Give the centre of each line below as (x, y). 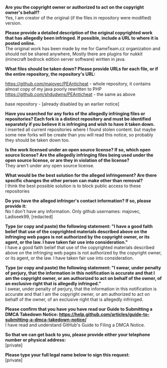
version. (13, 23)
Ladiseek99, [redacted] (29, 217)
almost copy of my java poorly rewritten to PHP (53, 89)
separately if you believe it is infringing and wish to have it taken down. (80, 124)
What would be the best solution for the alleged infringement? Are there (81, 175)
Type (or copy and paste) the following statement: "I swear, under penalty (83, 268)
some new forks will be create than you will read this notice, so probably (79, 135)
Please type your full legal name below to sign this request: (68, 355)
